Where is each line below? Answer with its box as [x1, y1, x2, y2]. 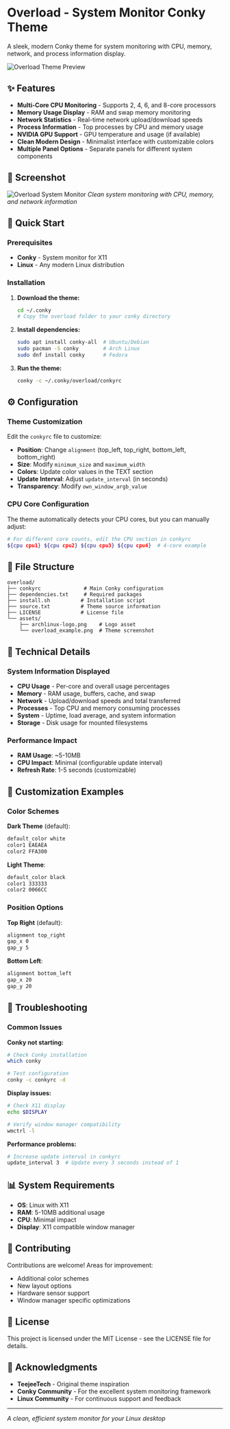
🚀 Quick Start [7, 217, 65, 229]
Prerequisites [7, 238, 53, 247]
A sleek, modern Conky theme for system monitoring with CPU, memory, [7, 42, 212, 50]
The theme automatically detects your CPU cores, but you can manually [7, 515, 210, 523]
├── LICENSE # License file [7, 609, 125, 616]
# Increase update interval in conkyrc [7, 1153, 121, 1160]
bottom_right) [16, 453, 56, 461]
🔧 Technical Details [7, 645, 91, 657]
